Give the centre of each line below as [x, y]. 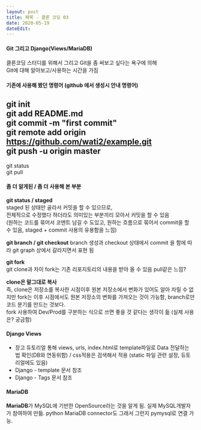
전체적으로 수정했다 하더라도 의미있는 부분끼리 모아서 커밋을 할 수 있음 [88, 215]
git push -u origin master [53, 151]
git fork [16, 262]
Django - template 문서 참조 [48, 370]
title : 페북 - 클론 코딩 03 [37, 17]
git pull [15, 172]
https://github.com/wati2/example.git [79, 142]
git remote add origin [46, 133]
